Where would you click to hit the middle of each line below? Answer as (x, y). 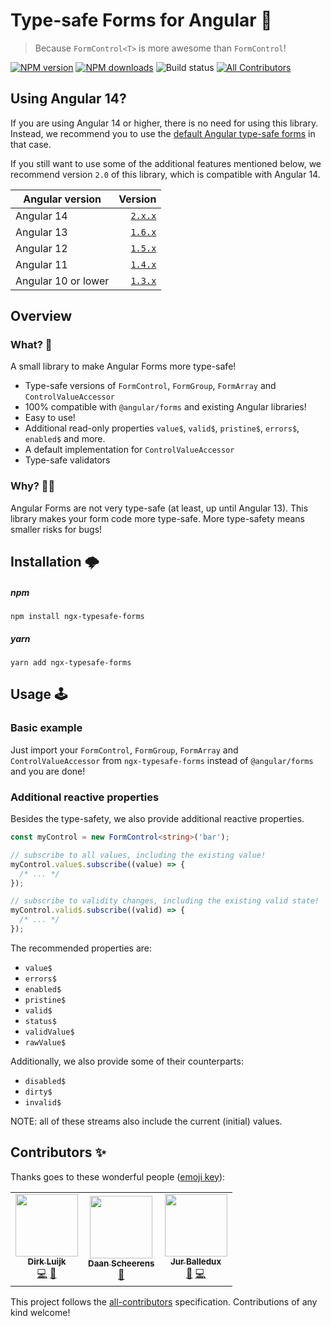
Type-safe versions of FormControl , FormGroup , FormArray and (150, 386)
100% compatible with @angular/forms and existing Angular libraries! (165, 407)
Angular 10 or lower (62, 281)
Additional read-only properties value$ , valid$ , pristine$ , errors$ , (162, 428)
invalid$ (43, 1102)
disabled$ (45, 1081)
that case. (31, 144)
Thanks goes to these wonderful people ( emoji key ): (118, 1176)
